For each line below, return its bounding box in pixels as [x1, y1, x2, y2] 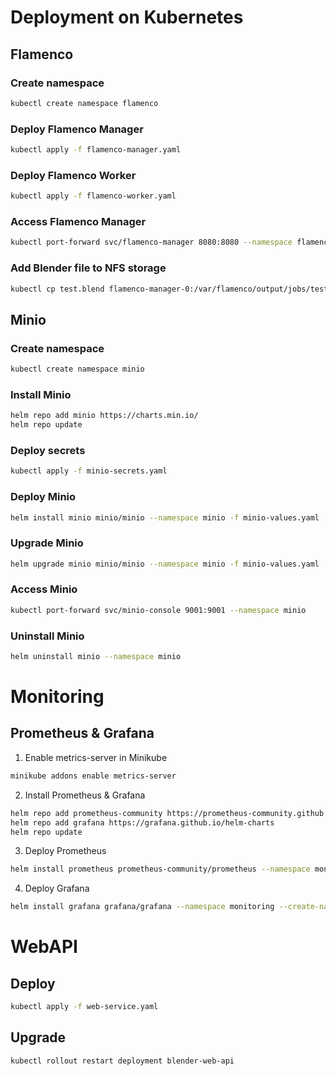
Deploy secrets [10, 443, 86, 457]
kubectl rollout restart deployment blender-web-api [10, 1056, 235, 1066]
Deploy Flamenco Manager [10, 122, 144, 136]
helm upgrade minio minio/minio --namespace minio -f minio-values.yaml [10, 559, 320, 569]
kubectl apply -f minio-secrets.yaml [10, 466, 168, 476]
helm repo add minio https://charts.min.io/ [10, 411, 199, 421]
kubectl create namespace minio [10, 364, 145, 375]
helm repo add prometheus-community [10, 808, 163, 818]
